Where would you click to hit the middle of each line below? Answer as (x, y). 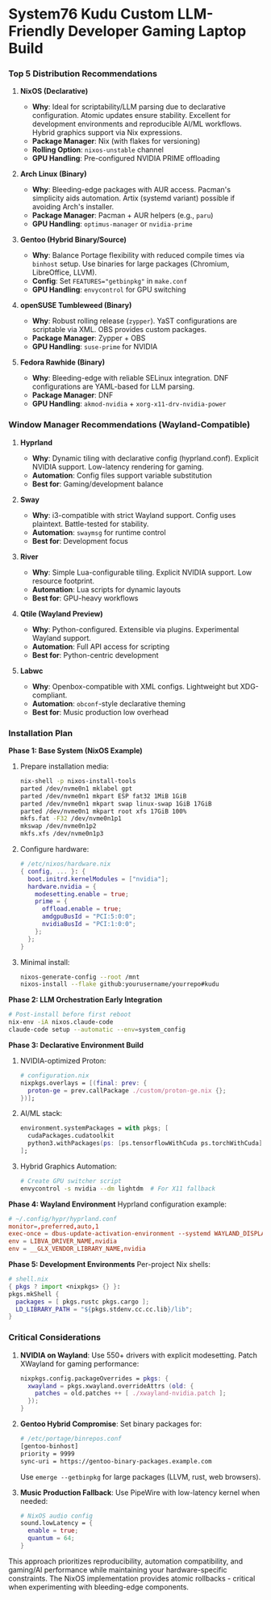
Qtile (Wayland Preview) (61, 613)
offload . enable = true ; (82, 909)
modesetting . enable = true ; (82, 894)
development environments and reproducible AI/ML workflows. (137, 124)
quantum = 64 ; (51, 1539)
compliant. (50, 695)
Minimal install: (45, 962)
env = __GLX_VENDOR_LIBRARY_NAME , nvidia (77, 1249)
